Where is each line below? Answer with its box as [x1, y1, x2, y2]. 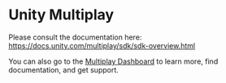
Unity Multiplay [8, 6, 115, 24]
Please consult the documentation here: [8, 32, 142, 42]
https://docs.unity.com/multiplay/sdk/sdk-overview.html [8, 40, 196, 50]
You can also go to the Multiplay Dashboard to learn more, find [8, 56, 219, 66]
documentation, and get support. [8, 64, 120, 74]
